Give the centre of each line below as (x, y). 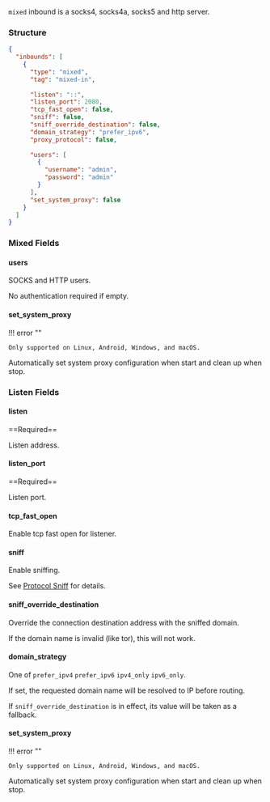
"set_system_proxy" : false (75, 200)
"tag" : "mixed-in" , (62, 79)
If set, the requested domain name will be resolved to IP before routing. (127, 690)
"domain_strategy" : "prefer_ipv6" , (90, 132)
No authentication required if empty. (69, 296)
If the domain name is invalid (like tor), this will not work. (102, 638)
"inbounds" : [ (39, 57)
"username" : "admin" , (80, 170)
